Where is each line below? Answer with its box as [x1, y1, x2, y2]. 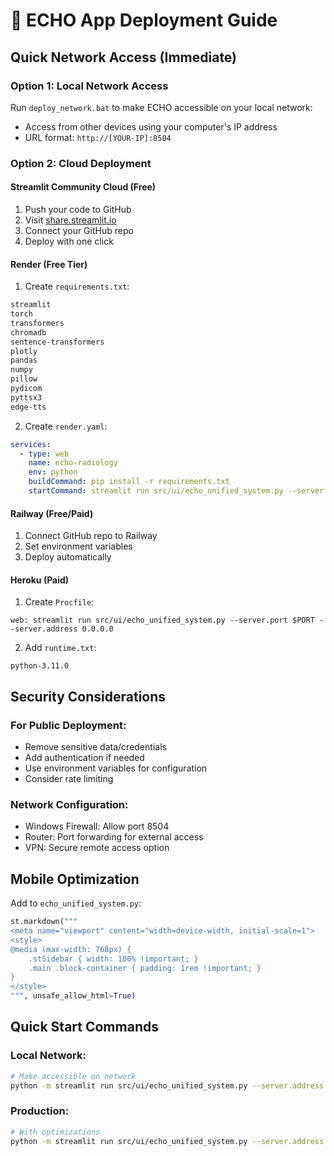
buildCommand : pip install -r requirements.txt [28, 477, 230, 487]
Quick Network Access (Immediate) [10, 49, 238, 66]
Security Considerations [10, 688, 167, 705]
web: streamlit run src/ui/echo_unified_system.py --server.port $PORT [10, 615, 315, 626]
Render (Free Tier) [10, 258, 88, 270]
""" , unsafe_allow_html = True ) [10, 991, 137, 1001]
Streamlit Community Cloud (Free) [10, 181, 157, 193]
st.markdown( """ [10, 917, 78, 927]
